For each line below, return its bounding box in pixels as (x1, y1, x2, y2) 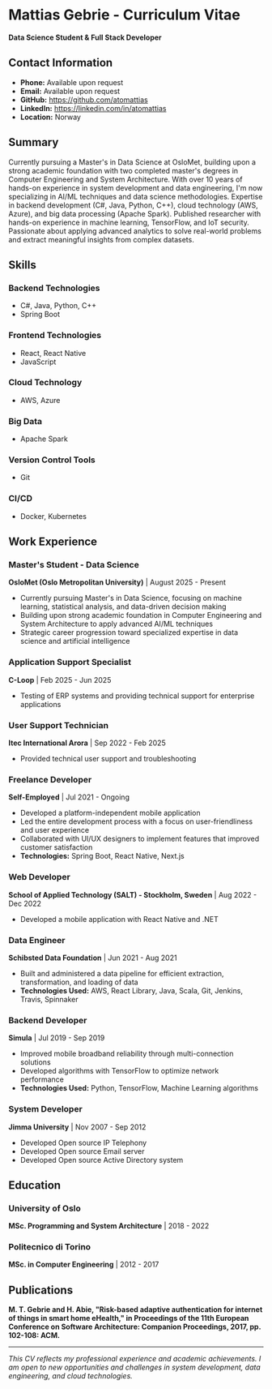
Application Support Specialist (8, 657, 132, 668)
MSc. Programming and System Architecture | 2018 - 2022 (8, 1221, 210, 1231)
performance (19, 1074, 65, 1084)
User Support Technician (8, 719, 109, 731)
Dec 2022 (8, 898, 42, 908)
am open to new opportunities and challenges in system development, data (8, 1362, 261, 1372)
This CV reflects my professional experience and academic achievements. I (8, 1354, 261, 1364)
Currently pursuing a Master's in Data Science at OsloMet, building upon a (8, 156, 257, 167)
